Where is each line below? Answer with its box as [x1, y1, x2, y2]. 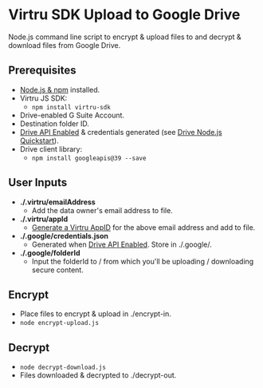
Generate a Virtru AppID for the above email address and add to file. [31, 222, 256, 232]
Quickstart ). [19, 136, 59, 145]
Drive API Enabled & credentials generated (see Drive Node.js [19, 127, 222, 137]
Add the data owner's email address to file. [31, 205, 173, 215]
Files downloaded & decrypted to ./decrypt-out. [19, 370, 177, 380]
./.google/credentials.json [19, 231, 109, 240]
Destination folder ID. [19, 118, 89, 129]
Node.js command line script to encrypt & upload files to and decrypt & [8, 32, 241, 42]
